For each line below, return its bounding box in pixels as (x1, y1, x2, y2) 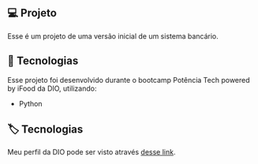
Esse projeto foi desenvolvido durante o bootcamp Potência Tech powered (7, 75, 250, 84)
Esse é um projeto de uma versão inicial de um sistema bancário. (7, 31, 219, 41)
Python (18, 99, 43, 108)
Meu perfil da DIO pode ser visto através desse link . (7, 147, 176, 157)
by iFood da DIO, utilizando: (7, 84, 97, 93)
